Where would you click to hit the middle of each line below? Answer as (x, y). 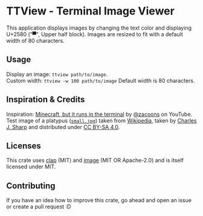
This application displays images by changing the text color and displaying (99, 28)
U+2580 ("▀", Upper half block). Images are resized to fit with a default (95, 34)
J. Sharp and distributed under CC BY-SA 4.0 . (63, 127)
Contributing (31, 186)
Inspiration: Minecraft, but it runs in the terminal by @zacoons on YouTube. (99, 114)
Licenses (24, 146)
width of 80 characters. (35, 40)
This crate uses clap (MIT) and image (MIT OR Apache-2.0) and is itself (95, 160)
